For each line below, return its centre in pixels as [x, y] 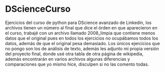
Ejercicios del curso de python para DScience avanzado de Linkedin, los [78, 23]
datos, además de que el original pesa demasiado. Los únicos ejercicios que [82, 43]
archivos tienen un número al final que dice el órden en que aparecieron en [81, 27]
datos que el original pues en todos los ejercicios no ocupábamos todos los [82, 38]
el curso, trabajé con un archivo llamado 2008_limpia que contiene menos [80, 33]
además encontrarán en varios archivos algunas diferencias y [68, 59]
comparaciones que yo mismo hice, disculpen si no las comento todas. [77, 64]
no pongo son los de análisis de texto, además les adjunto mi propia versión [82, 48]
